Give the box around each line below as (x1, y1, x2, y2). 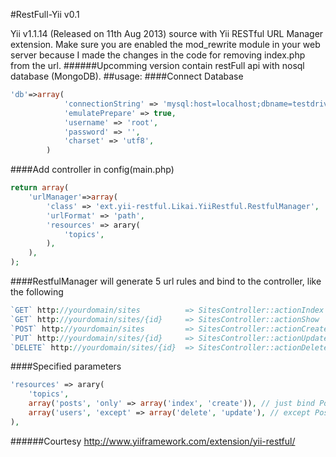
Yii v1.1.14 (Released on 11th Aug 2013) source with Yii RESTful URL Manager (10, 28, 324, 39)
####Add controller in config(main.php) (10, 164, 175, 176)
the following (10, 286, 64, 298)
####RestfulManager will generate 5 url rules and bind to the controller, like (10, 275, 322, 287)
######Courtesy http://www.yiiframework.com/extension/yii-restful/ (10, 435, 296, 447)
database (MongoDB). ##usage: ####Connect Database (10, 70, 244, 82)
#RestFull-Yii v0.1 (10, 9, 80, 20)
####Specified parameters (10, 360, 122, 373)
